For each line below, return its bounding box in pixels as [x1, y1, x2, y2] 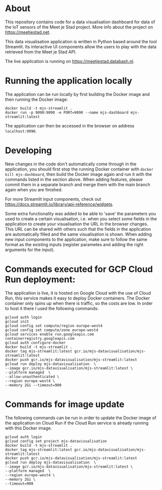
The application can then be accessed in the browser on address [5, 123, 134, 128]
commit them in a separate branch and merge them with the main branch [5, 181, 151, 187]
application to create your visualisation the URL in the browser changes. [5, 221, 148, 227]
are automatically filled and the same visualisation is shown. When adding [5, 231, 152, 237]
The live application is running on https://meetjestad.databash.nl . [5, 58, 134, 64]
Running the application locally [5, 76, 132, 86]
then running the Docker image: [5, 96, 68, 102]
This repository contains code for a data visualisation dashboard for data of [5, 19, 156, 25]
